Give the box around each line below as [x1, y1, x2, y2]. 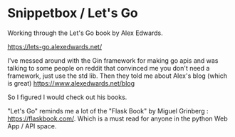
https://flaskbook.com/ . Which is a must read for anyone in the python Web [7, 114, 228, 123]
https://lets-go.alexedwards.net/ [7, 42, 102, 51]
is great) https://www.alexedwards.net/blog [7, 78, 135, 87]
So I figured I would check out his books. [7, 93, 127, 101]
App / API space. [7, 121, 57, 130]
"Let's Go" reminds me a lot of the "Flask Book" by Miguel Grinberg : [7, 106, 209, 115]
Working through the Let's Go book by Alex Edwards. [7, 29, 164, 37]
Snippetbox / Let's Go [7, 5, 138, 21]
